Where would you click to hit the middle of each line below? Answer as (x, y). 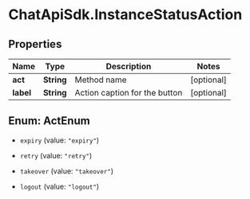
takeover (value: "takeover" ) (67, 171)
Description (129, 66)
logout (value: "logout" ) (60, 186)
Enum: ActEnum (49, 121)
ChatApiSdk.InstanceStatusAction (125, 15)
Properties (35, 44)
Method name (101, 80)
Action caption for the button (129, 93)
